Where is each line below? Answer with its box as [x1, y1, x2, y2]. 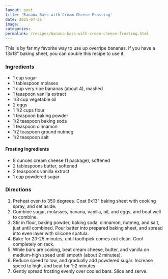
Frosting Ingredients [5, 146, 49, 152]
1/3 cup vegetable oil [12, 96, 57, 102]
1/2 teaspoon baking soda [12, 118, 67, 124]
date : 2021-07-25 [5, 17, 42, 22]
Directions [5, 186, 32, 193]
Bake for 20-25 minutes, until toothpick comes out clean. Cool [12, 235, 144, 242]
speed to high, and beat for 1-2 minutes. [12, 263, 97, 269]
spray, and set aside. [12, 203, 57, 209]
